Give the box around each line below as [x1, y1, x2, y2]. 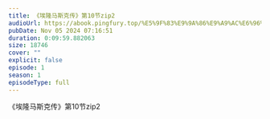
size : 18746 [8, 42, 48, 50]
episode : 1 [8, 64, 45, 72]
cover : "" [8, 49, 42, 57]
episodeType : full [8, 78, 70, 86]
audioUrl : [8, 19, 42, 27]
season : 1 [8, 71, 42, 79]
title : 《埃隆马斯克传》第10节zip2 [8, 11, 115, 20]
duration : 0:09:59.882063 [8, 34, 95, 42]
